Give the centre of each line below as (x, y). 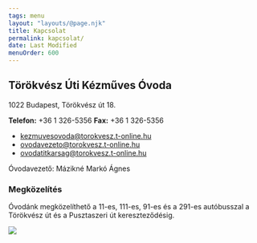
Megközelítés (35, 189)
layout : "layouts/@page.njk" (57, 23)
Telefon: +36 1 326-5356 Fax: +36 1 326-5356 (86, 120)
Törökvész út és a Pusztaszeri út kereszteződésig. (92, 215)
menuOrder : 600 (34, 53)
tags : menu (27, 16)
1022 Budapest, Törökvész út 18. (62, 104)
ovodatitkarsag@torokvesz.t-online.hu (83, 152)
